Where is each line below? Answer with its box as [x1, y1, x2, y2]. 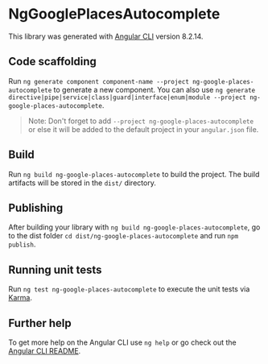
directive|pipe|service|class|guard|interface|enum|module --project [8, 93, 247, 101]
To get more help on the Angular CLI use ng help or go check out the [8, 337, 237, 347]
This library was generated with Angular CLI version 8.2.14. [8, 31, 204, 41]
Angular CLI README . [8, 346, 81, 355]
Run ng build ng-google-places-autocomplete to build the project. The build [8, 169, 260, 179]
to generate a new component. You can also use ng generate [53, 85, 256, 94]
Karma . [8, 293, 32, 303]
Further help [8, 316, 72, 330]
